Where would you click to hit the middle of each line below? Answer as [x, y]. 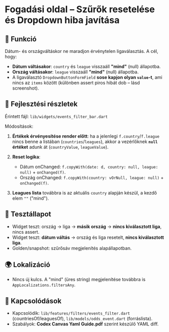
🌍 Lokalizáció [28, 265]
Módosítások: [19, 126]
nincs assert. [26, 232]
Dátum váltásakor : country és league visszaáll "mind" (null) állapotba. [87, 66]
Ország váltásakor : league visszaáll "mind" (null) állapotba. [75, 72]
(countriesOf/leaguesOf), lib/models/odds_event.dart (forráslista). [82, 319]
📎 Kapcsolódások [33, 301]
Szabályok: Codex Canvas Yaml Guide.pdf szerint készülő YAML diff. [85, 324]
